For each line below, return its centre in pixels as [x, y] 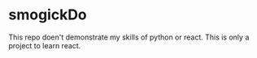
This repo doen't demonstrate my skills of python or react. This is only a [129, 37]
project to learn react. [45, 45]
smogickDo [48, 15]
